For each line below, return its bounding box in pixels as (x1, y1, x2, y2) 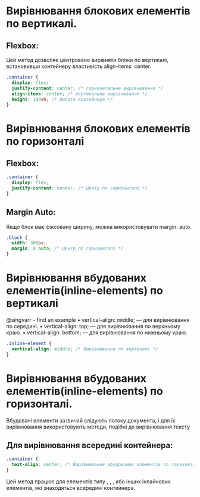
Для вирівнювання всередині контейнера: (6, 440, 174, 451)
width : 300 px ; (11, 240, 46, 246)
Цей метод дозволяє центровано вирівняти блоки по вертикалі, (6, 57, 168, 63)
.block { (6, 234, 28, 241)
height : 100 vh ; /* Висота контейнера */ (11, 97, 113, 102)
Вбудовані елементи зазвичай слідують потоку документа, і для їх (6, 417, 176, 424)
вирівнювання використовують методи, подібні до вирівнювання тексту (6, 423, 190, 430)
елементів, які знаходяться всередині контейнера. (6, 484, 136, 491)
